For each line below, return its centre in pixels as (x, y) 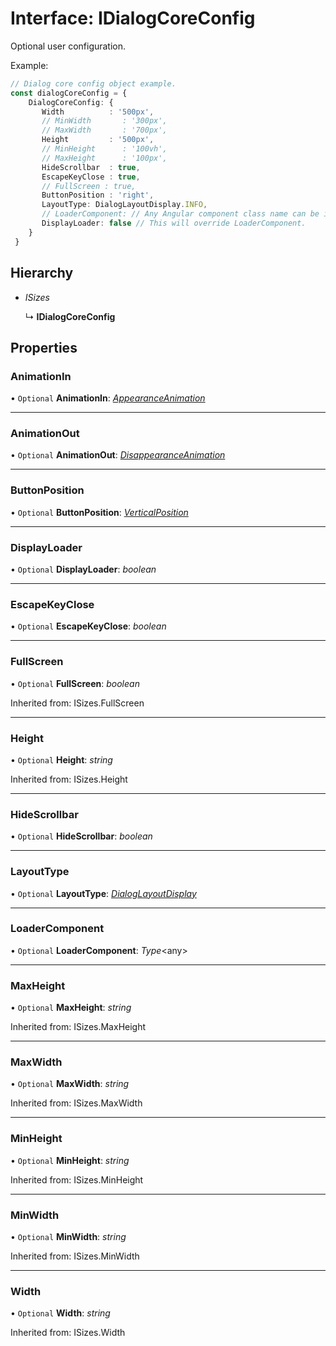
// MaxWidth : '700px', (104, 130)
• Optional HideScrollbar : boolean (81, 836)
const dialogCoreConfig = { (69, 93)
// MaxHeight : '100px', (104, 158)
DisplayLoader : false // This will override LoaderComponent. (174, 223)
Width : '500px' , (98, 112)
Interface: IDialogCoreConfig (133, 18)
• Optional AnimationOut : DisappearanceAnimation (118, 455)
